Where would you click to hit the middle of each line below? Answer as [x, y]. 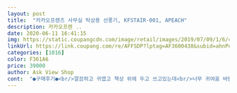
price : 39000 [26, 66]
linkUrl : [20, 46]
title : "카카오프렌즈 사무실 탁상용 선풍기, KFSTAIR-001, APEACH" [97, 20]
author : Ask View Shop [41, 72]
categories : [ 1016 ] [36, 53]
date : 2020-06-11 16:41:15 [47, 33]
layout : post [26, 14]
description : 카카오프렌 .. [45, 27]
